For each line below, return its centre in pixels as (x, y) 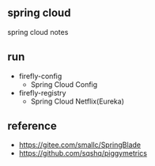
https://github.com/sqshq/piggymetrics (83, 153)
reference (32, 126)
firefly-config (40, 76)
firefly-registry (42, 92)
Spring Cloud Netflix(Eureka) (77, 101)
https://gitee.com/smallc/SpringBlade (80, 145)
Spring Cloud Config (64, 84)
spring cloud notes (38, 32)
